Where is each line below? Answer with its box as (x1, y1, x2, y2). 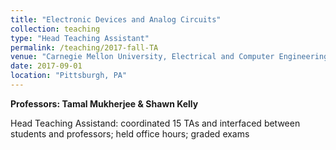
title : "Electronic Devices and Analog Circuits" (10, 14, 222, 25)
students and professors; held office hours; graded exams (10, 127, 250, 140)
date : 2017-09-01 (10, 61, 83, 71)
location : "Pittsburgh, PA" (10, 71, 128, 81)
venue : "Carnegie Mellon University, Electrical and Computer (10, 52, 275, 62)
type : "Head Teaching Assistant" (10, 33, 150, 43)
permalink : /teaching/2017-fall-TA (10, 42, 159, 53)
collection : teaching (10, 24, 101, 34)
